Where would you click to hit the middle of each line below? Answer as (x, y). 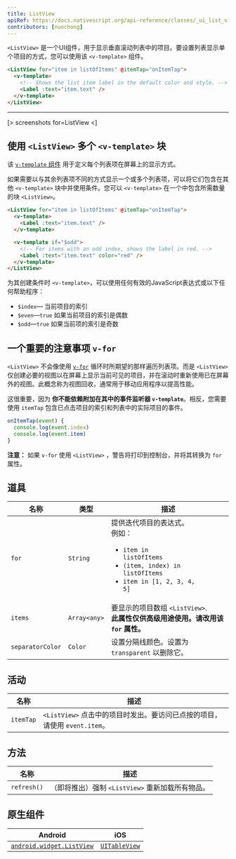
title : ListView (31, 14)
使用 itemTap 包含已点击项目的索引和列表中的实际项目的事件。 (97, 408)
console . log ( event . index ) (52, 427)
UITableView (120, 846)
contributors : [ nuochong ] (45, 27)
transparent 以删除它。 (150, 653)
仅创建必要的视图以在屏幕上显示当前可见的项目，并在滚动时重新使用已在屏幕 (118, 375)
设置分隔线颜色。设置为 (150, 642)
